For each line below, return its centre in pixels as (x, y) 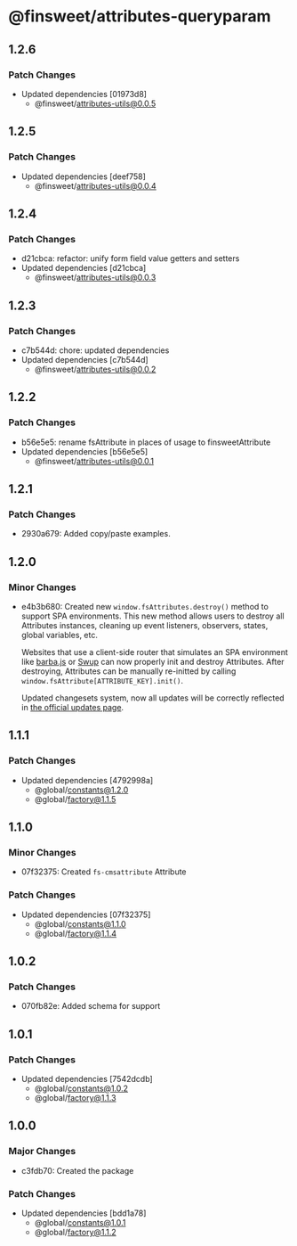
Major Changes (42, 1152)
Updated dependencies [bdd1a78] (84, 1213)
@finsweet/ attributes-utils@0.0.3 (95, 277)
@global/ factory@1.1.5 (75, 799)
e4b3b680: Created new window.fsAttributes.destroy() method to (144, 607)
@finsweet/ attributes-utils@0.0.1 (94, 461)
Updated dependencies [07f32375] (86, 914)
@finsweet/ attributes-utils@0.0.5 (95, 103)
